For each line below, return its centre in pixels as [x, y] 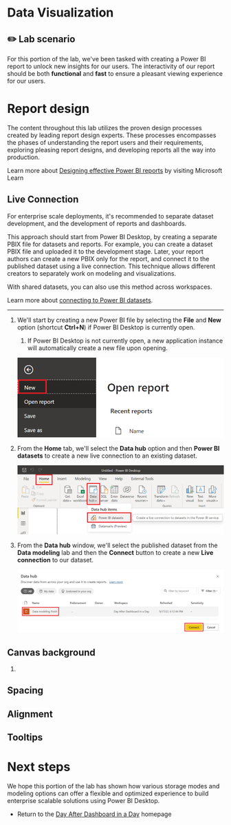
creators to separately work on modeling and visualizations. [92, 273]
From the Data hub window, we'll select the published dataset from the [117, 545]
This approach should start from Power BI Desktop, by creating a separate [112, 236]
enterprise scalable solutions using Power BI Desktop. [84, 801]
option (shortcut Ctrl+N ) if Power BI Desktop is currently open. [106, 327]
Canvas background [52, 652]
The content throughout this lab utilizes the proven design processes [104, 128]
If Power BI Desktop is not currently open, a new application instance [125, 340]
